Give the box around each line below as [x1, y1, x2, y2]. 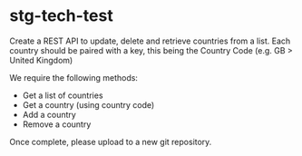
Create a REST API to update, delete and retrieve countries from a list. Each [9, 35, 291, 46]
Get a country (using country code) [22, 99, 155, 110]
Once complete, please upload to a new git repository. [9, 136, 212, 147]
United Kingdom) [9, 54, 73, 65]
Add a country [22, 109, 77, 120]
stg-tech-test [9, 5, 113, 26]
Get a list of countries [22, 90, 103, 101]
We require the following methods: [9, 72, 139, 83]
